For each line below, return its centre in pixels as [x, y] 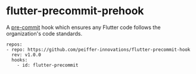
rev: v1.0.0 [27, 54]
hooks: [20, 60]
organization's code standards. [44, 33]
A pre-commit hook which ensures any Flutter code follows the [83, 27]
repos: [14, 44]
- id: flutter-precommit [48, 65]
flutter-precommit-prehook [75, 11]
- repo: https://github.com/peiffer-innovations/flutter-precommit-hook [98, 49]
